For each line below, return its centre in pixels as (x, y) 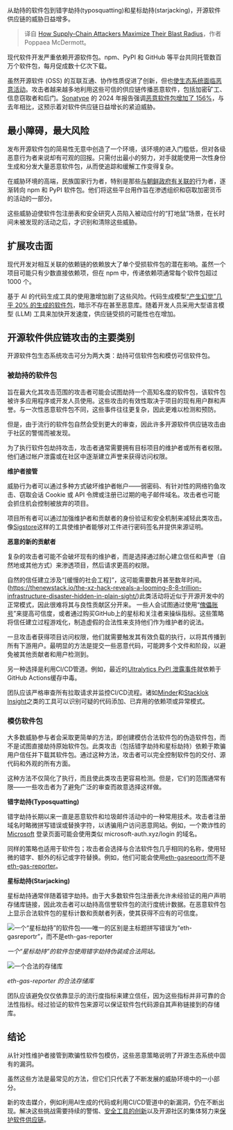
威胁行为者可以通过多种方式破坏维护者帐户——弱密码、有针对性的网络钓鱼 (113, 486)
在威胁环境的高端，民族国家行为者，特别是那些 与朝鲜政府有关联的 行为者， (113, 181)
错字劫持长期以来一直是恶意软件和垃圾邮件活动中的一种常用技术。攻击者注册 (116, 817)
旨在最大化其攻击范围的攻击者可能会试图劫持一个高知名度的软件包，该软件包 (116, 392)
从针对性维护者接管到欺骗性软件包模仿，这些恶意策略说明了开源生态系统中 (113, 1055)
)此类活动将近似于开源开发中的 (181, 596)
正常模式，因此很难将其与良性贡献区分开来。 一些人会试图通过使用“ (104, 605)
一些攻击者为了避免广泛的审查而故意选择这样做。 (95, 787)
